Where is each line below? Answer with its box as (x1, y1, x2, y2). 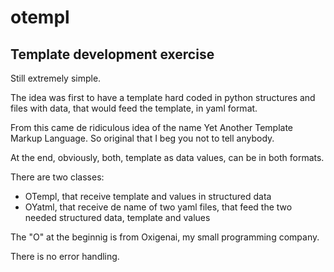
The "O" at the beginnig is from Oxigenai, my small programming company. (10, 231, 320, 243)
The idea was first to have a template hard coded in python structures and (10, 92, 316, 103)
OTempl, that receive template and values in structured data (24, 191, 272, 202)
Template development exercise (10, 46, 215, 63)
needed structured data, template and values (24, 212, 211, 223)
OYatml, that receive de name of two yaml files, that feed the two (24, 201, 293, 213)
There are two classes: (10, 171, 105, 183)
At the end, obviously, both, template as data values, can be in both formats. (10, 152, 325, 163)
